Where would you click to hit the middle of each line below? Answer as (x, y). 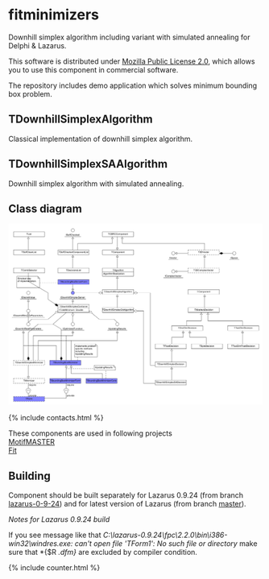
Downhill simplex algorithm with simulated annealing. (96, 184)
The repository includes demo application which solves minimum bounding (133, 85)
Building (29, 476)
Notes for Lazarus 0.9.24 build (59, 519)
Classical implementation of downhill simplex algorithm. (101, 139)
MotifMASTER (31, 442)
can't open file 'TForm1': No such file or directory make (166, 543)
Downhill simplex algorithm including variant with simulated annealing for (129, 37)
